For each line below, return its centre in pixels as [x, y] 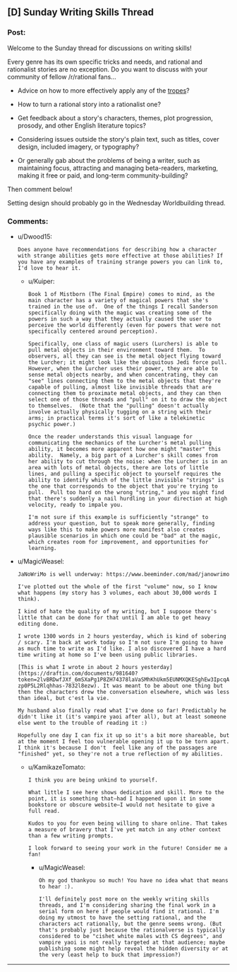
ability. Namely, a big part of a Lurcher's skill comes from [123, 455]
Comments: [28, 221]
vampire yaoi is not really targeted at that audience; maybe [132, 942]
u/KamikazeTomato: [57, 767]
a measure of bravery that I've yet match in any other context [124, 829]
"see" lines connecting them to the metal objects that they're [124, 381]
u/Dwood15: [35, 236]
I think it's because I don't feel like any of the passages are [117, 748]
